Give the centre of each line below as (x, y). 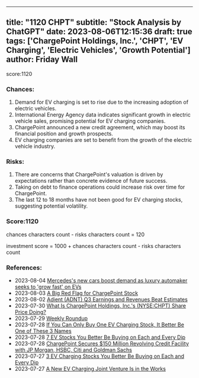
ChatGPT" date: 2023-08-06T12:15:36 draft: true (99, 32)
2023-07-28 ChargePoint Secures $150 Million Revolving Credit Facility (102, 344)
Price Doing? (30, 312)
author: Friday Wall (42, 60)
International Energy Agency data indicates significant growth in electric (102, 115)
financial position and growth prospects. (64, 134)
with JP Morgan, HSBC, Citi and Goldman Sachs (73, 350)
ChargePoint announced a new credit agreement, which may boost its (100, 128)
